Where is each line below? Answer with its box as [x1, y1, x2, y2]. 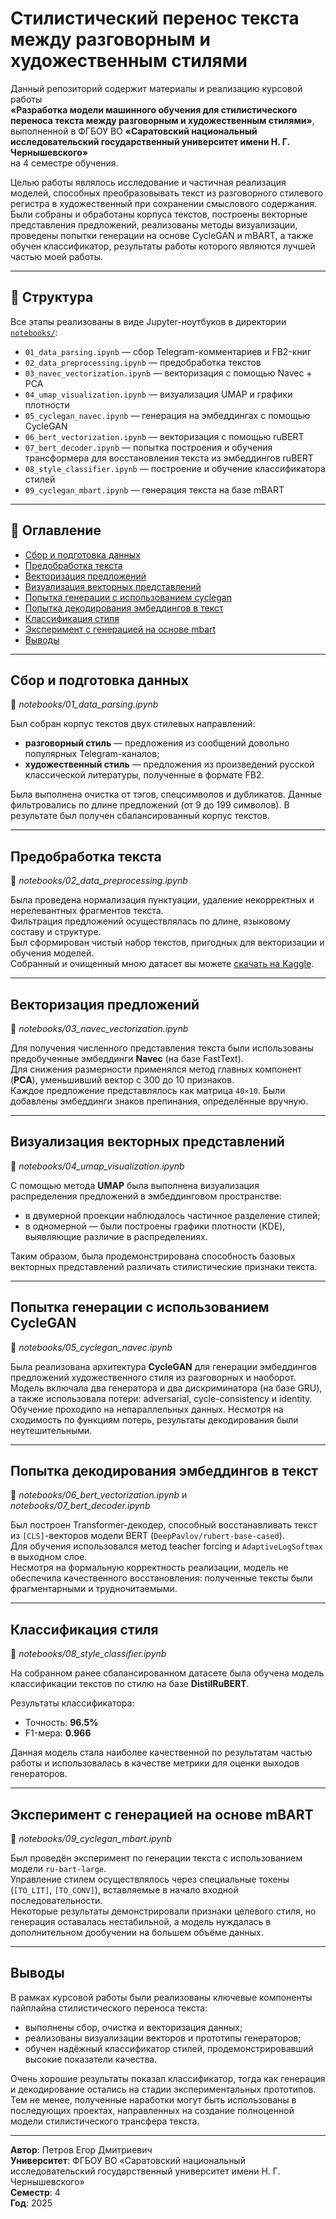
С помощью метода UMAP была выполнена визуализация [10, 1179, 260, 1191]
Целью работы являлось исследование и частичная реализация [10, 176, 287, 188]
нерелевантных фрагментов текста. [10, 905, 164, 917]
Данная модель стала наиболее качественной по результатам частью [10, 1747, 313, 1759]
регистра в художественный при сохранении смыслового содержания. [10, 197, 317, 209]
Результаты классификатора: [10, 1697, 135, 1709]
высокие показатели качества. [24, 2053, 158, 2065]
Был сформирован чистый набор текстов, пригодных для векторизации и [10, 937, 325, 949]
